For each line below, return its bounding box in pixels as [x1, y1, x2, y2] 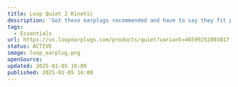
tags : [7, 23, 23, 30]
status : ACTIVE [7, 43, 52, 50]
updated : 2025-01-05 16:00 [7, 62, 87, 69]
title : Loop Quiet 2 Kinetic [7, 10, 93, 18]
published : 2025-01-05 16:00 [7, 69, 93, 76]
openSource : [7, 56, 42, 63]
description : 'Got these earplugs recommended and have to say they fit [7, 17, 227, 24]
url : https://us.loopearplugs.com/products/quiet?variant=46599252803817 [7, 36, 230, 43]
